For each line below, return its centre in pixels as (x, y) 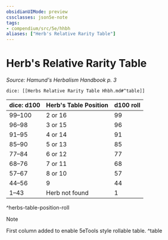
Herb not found (67, 193)
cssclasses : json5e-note (37, 17)
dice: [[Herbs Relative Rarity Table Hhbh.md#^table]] (76, 91)
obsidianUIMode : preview (37, 12)
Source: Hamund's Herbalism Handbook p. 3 (62, 80)
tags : (13, 23)
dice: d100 (25, 105)
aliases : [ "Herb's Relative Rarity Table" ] (61, 34)
